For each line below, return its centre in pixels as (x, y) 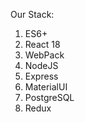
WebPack (44, 55)
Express (41, 76)
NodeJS (41, 65)
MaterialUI (46, 87)
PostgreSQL (49, 97)
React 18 (42, 44)
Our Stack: (32, 14)
